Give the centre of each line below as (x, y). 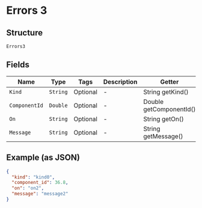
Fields (18, 65)
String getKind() (166, 92)
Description (120, 82)
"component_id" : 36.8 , (40, 183)
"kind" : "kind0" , (33, 177)
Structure (25, 33)
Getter (170, 82)
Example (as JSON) (43, 158)
